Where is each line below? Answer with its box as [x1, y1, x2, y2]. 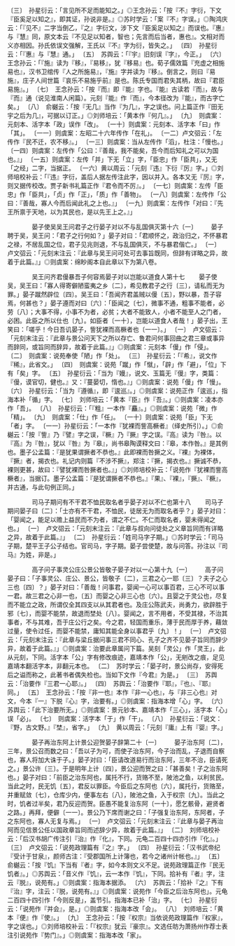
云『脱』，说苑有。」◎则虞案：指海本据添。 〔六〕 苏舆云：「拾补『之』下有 [7, 879, 224, 886]
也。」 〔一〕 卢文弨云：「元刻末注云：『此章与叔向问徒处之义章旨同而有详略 [7, 525, 224, 532]
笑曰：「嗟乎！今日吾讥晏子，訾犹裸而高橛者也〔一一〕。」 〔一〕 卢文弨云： [7, 325, 224, 333]
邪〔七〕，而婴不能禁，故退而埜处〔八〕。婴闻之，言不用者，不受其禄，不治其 [7, 609, 228, 617]
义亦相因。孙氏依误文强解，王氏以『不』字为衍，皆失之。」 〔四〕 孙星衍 [7, 41, 218, 49]
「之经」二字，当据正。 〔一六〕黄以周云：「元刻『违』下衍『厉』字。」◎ [7, 164, 218, 172]
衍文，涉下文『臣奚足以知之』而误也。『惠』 [101, 24, 228, 32]
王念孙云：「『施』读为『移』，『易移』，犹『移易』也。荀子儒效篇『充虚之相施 [7, 59, 225, 67]
